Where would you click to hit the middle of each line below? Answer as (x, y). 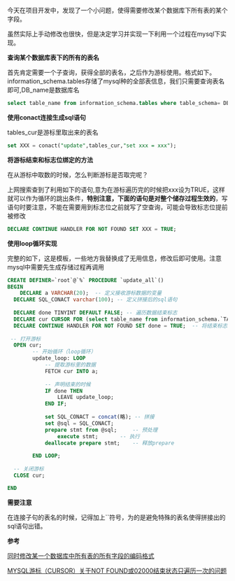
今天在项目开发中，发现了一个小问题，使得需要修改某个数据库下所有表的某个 (117, 10)
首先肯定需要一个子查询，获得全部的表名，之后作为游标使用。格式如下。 (111, 72)
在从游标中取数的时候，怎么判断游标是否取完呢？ (78, 174)
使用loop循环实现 (32, 243)
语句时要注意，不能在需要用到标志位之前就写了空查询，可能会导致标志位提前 (117, 207)
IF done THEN (63, 391)
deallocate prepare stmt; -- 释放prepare (109, 443)
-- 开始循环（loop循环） (64, 352)
